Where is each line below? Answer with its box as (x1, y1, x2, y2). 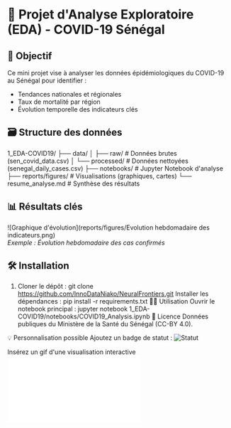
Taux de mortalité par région (17, 97, 101, 106)
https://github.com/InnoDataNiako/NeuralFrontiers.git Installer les (17, 289, 209, 298)
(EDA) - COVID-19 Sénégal (7, 21, 165, 38)
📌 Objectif (7, 50, 52, 62)
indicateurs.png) (7, 230, 55, 239)
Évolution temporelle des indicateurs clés (17, 105, 138, 113)
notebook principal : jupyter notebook (17, 305, 128, 314)
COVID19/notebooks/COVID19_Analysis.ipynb (17, 312, 150, 321)
